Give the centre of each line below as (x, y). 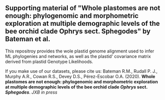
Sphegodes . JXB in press (31, 92)
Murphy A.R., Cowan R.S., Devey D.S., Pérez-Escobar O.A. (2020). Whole (80, 76)
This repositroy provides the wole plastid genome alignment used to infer (80, 51)
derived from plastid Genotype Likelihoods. (49, 61)
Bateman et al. (28, 39)
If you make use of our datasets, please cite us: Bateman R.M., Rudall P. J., (81, 71)
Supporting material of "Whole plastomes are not (83, 8)
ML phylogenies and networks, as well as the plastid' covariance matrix (78, 56)
